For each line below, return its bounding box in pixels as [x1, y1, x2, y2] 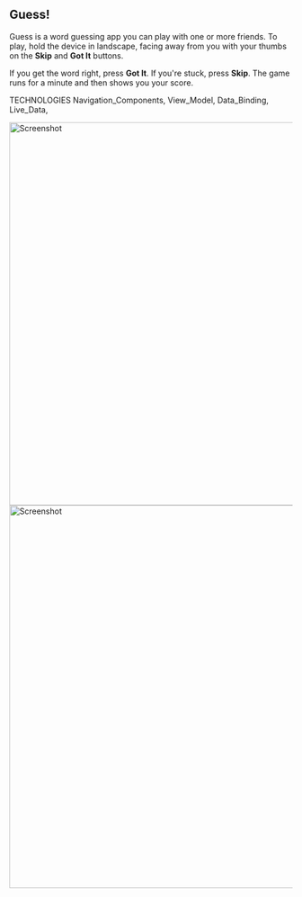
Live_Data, [9, 103, 49, 115]
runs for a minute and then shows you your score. [9, 76, 194, 88]
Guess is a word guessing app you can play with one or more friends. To [9, 31, 278, 41]
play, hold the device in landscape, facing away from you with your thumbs [9, 40, 288, 51]
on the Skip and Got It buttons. [9, 49, 124, 61]
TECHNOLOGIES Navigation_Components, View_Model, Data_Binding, [9, 94, 270, 105]
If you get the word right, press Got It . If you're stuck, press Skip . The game [9, 67, 290, 78]
